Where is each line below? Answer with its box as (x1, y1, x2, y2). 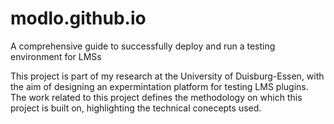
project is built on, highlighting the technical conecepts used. (10, 102, 262, 114)
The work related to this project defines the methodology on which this (10, 91, 303, 103)
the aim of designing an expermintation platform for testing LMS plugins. (10, 80, 309, 92)
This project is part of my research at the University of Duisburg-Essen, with (10, 70, 325, 82)
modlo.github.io (10, 7, 147, 30)
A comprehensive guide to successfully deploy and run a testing (10, 40, 276, 52)
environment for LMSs (10, 50, 102, 62)
